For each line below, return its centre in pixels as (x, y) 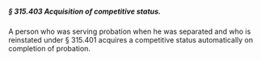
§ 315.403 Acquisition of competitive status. (85, 11)
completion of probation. (50, 48)
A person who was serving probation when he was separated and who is (130, 31)
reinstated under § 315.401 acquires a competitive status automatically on (131, 39)
